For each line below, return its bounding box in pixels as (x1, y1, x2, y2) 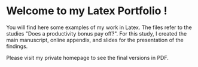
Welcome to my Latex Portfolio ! (6, 4, 167, 18)
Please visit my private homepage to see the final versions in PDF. (6, 54, 169, 61)
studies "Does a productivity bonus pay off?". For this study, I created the (6, 30, 187, 37)
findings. (6, 43, 28, 50)
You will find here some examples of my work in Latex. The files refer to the (6, 24, 193, 31)
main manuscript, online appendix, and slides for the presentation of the (6, 36, 184, 43)
